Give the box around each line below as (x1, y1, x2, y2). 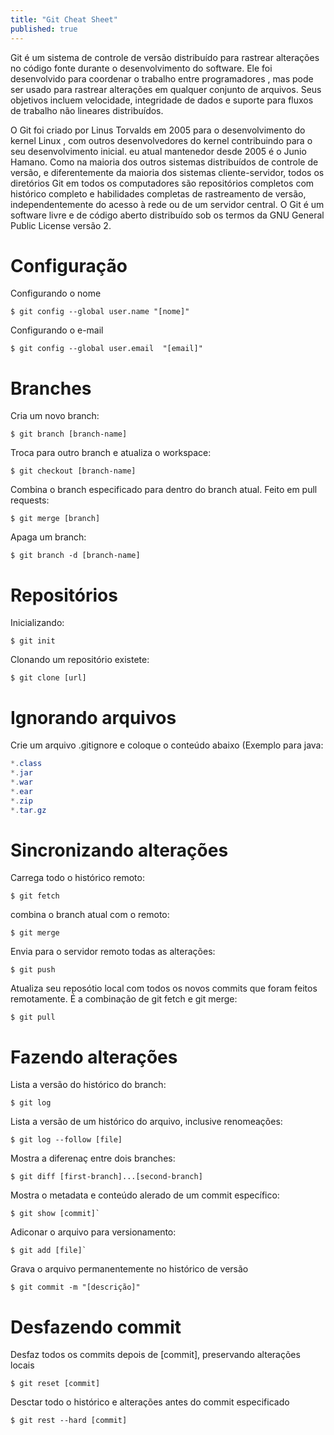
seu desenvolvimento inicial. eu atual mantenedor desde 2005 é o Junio (10, 145, 307, 157)
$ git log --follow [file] (10, 1135, 123, 1145)
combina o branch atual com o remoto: (10, 909, 170, 921)
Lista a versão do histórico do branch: (10, 1079, 167, 1091)
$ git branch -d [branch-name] (10, 551, 141, 561)
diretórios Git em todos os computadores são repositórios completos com (10, 177, 315, 189)
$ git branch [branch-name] (10, 429, 128, 440)
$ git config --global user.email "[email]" (10, 344, 203, 354)
